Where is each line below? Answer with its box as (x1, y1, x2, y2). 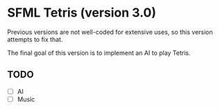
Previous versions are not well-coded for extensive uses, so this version (7, 28, 213, 36)
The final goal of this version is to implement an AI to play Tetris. (7, 49, 191, 57)
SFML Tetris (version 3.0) (7, 5, 157, 21)
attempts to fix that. (7, 35, 63, 43)
